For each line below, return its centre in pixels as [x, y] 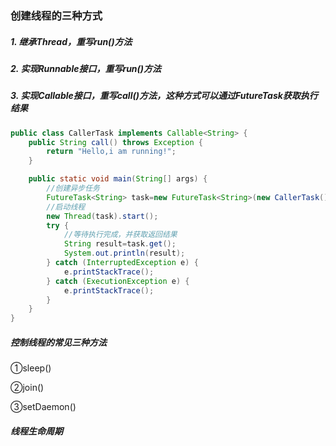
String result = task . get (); [120, 244]
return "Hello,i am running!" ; [111, 152]
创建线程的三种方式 [56, 15]
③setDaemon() [43, 407]
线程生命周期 [36, 431]
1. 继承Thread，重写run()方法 [71, 41]
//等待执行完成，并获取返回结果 [120, 235]
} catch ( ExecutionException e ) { [118, 281]
